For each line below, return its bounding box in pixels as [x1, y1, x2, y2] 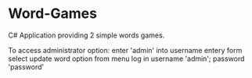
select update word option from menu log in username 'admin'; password [8, 54, 245, 63]
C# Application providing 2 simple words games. [8, 30, 165, 40]
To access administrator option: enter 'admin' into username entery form [8, 45, 243, 55]
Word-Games [8, 5, 98, 23]
